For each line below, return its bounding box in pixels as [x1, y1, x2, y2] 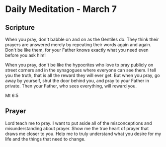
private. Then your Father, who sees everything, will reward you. [5, 83, 137, 89]
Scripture [5, 23, 35, 32]
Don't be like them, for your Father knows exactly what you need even [5, 47, 149, 53]
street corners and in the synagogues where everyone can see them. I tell [5, 67, 157, 73]
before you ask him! [5, 52, 46, 58]
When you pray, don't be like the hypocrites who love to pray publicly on [5, 62, 154, 68]
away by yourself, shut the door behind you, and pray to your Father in [5, 78, 150, 83]
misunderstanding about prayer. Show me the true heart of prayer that [5, 125, 149, 131]
